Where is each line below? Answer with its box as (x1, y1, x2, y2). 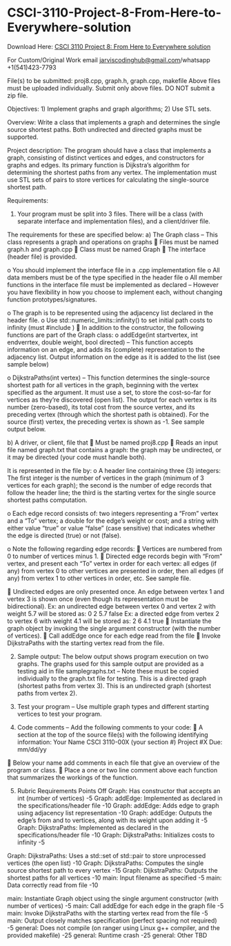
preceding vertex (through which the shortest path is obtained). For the (7, 410, 210, 418)
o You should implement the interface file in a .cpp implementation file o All (7, 266, 221, 274)
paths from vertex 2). (17, 689, 78, 697)
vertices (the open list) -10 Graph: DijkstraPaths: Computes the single (7, 859, 204, 867)
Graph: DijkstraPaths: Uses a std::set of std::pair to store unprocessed (7, 851, 206, 860)
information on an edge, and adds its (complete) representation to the (7, 345, 205, 353)
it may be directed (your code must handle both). (7, 453, 147, 461)
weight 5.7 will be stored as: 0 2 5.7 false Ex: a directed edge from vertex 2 (7, 609, 219, 618)
